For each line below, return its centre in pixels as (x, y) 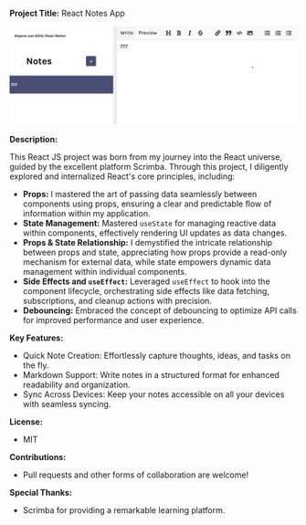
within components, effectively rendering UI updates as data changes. (155, 233)
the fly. (36, 365)
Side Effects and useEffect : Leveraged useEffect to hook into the (147, 281)
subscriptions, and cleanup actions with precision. (117, 301)
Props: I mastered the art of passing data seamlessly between (140, 194)
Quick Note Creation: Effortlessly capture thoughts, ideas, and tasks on (156, 356)
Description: (33, 140)
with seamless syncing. (67, 404)
